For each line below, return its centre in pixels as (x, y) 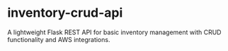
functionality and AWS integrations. (59, 39)
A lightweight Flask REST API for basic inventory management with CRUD (114, 32)
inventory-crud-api (65, 13)
